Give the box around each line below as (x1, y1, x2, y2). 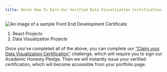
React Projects (12, 30, 43, 36)
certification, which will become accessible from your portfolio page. (5, 61, 147, 67)
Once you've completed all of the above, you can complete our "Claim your (5, 45, 160, 51)
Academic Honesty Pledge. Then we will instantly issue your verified (5, 56, 146, 62)
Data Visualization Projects (12, 36, 68, 42)
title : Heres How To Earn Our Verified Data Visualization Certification (5, 7, 162, 12)
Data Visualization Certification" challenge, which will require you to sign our (5, 51, 163, 57)
